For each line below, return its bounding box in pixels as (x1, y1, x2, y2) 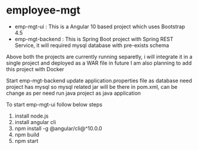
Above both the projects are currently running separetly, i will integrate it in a (6, 53, 193, 60)
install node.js (14, 112, 49, 119)
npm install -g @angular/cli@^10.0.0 (14, 125, 102, 132)
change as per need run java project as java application (6, 89, 141, 96)
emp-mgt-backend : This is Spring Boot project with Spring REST (14, 35, 174, 42)
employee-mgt (6, 4, 81, 17)
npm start (14, 137, 38, 144)
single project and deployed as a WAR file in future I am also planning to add (6, 59, 192, 66)
